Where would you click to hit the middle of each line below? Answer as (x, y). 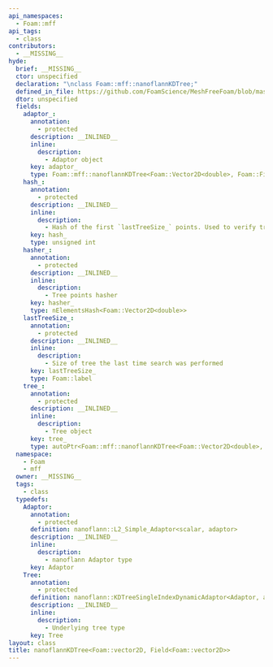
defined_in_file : (45, 91)
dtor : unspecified (47, 99)
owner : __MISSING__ (49, 477)
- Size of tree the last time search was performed (134, 364)
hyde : (17, 62)
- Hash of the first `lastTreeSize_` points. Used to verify (150, 227)
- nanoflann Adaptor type (88, 560)
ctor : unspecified (47, 76)
